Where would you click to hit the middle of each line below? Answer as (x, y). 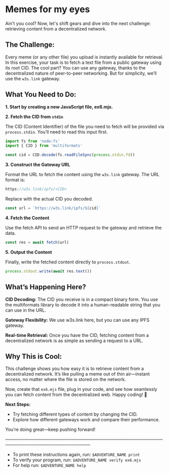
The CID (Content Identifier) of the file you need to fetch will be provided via (85, 126)
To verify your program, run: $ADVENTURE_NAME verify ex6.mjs (77, 460)
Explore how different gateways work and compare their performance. (86, 420)
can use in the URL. (26, 310)
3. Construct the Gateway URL (38, 165)
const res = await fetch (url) (37, 242)
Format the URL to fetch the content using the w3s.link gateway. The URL (82, 175)
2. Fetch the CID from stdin (34, 116)
